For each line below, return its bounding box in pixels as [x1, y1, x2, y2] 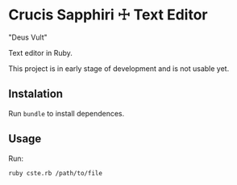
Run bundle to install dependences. [8, 108, 125, 118]
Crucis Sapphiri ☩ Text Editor [8, 6, 208, 24]
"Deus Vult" [8, 32, 48, 42]
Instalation [8, 87, 63, 101]
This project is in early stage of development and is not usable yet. [8, 63, 230, 74]
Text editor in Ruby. [8, 48, 73, 57]
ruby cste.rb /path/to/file [8, 169, 103, 177]
